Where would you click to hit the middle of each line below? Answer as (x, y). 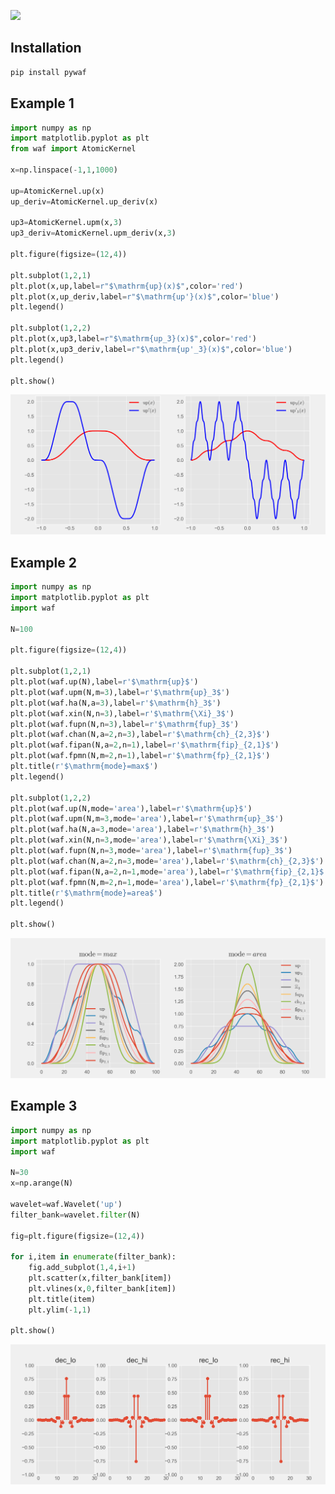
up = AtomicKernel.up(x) (57, 191)
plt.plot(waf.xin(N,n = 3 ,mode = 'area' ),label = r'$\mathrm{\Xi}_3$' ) (149, 840)
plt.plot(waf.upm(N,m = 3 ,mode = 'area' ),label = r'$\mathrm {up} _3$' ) (147, 819)
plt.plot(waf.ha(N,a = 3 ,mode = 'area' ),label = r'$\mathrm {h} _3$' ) (142, 830)
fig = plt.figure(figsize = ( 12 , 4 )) (77, 1236)
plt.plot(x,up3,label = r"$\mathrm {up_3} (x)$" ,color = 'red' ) (133, 339)
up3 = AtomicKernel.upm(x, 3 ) (66, 223)
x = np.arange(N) (42, 1183)
